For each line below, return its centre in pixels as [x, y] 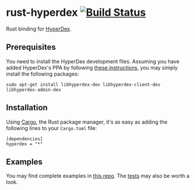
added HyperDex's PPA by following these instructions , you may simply [92, 67]
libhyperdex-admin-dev [34, 90]
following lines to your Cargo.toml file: [52, 128]
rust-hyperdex [42, 13]
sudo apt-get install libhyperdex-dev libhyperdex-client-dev [83, 84]
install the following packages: [43, 74]
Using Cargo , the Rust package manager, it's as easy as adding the [87, 122]
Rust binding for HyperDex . [39, 29]
